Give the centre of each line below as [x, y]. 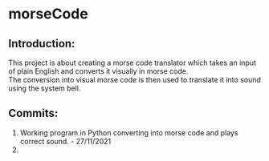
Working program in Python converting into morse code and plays [129, 132]
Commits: [33, 113]
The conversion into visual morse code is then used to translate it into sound [134, 80]
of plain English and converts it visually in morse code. [98, 71]
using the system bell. [45, 88]
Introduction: [42, 44]
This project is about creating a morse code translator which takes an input [132, 62]
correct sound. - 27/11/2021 [65, 141]
